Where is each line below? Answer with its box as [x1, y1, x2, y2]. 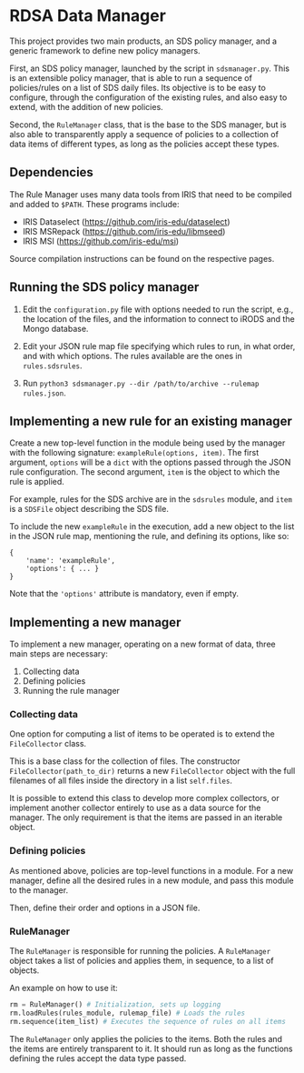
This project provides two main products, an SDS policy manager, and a [9, 35, 278, 46]
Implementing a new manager [9, 615, 181, 630]
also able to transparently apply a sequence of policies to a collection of [9, 128, 279, 139]
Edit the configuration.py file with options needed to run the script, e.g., [22, 304, 294, 315]
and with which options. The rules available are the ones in [22, 350, 243, 361]
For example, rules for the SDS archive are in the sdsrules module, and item [9, 494, 293, 505]
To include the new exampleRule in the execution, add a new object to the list [9, 521, 295, 532]
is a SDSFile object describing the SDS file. [9, 504, 170, 515]
